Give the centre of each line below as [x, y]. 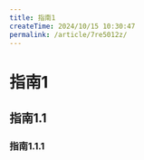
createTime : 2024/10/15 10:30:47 [72, 26]
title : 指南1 [33, 18]
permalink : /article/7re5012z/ [68, 34]
